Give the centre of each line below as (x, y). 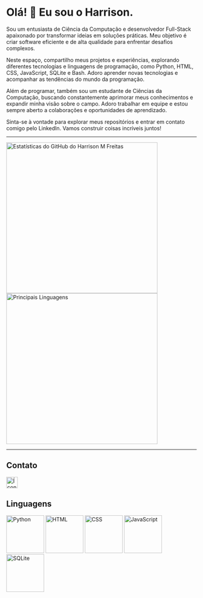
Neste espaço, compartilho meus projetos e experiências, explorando (93, 60)
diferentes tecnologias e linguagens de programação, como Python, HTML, (100, 66)
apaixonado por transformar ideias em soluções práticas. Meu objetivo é (97, 35)
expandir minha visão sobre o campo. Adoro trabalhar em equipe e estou (97, 103)
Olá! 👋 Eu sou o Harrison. (70, 12)
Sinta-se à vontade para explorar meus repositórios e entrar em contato (96, 122)
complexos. (21, 48)
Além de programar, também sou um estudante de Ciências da (84, 91)
